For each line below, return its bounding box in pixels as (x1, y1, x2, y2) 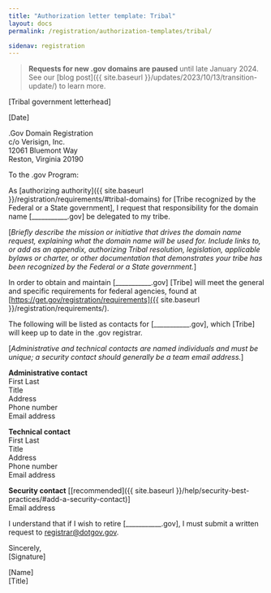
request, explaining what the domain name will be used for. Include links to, (8, 236, 261, 246)
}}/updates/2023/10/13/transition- (144, 72, 258, 82)
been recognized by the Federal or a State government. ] (8, 262, 197, 272)
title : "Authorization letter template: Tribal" (8, 11, 176, 20)
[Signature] (8, 552, 46, 561)
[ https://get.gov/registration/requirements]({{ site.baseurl (8, 295, 200, 305)
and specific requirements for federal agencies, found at (8, 286, 197, 296)
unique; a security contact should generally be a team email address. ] (8, 353, 244, 362)
